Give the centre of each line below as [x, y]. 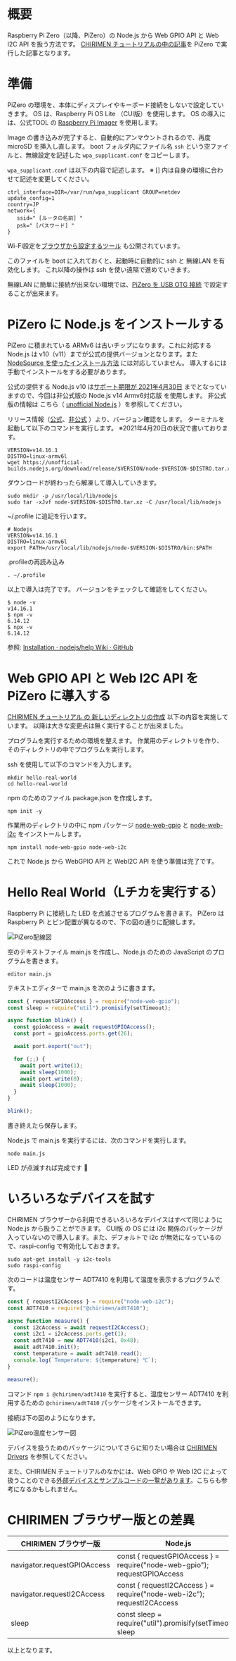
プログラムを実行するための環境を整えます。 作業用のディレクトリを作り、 [115, 740]
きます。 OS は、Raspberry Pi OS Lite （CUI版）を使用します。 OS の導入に [117, 113]
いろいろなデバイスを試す [81, 1199]
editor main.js [29, 974]
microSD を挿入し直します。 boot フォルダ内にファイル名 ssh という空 [109, 146]
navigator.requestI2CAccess [58, 1594]
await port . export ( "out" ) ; [53, 1047]
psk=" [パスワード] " [46, 225]
